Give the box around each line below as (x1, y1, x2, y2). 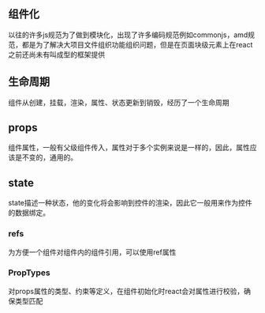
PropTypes (8, 267, 50, 278)
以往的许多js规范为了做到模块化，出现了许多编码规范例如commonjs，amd (8, 30, 248, 40)
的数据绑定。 (8, 208, 50, 217)
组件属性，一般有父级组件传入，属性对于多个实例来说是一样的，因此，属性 (8, 143, 250, 153)
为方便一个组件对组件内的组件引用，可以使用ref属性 (8, 247, 177, 257)
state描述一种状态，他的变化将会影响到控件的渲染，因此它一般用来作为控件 (8, 198, 252, 208)
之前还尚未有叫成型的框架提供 (8, 50, 105, 59)
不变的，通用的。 (21, 153, 77, 162)
